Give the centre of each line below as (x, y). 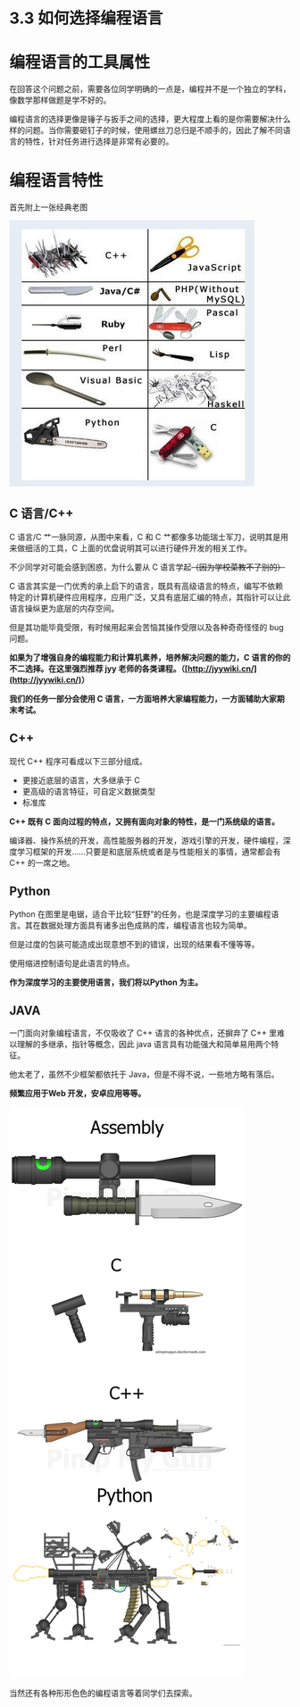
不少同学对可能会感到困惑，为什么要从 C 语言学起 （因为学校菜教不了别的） (147, 567)
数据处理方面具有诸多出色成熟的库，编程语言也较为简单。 (146, 925)
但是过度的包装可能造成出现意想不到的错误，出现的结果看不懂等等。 (134, 944)
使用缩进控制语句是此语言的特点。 (72, 963)
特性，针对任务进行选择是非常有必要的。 (99, 142)
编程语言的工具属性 (80, 62)
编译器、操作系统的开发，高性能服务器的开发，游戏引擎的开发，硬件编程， (146, 840)
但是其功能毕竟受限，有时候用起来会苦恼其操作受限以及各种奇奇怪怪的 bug (146, 627)
